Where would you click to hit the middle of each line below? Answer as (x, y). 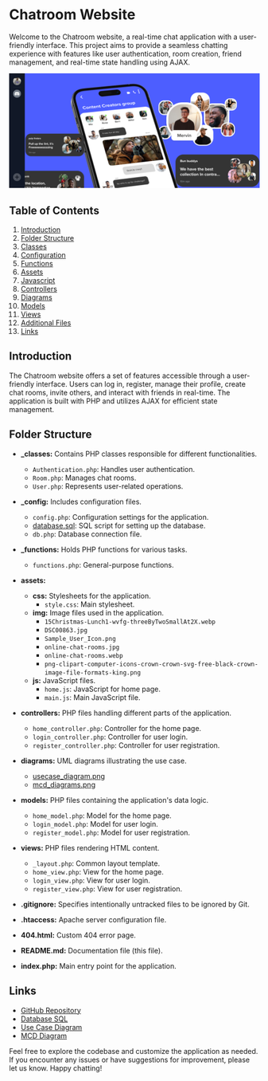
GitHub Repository (51, 1010)
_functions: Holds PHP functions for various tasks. (104, 549)
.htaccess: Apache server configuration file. (93, 919)
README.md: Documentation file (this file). (91, 950)
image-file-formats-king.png (93, 672)
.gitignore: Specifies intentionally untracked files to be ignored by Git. (135, 904)
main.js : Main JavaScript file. (92, 697)
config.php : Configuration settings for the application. (120, 517)
